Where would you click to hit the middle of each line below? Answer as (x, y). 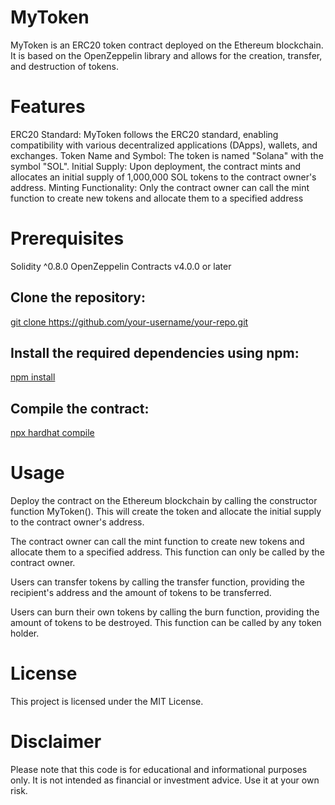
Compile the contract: (80, 408)
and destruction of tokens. (65, 66)
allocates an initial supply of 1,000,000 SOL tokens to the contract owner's (163, 177)
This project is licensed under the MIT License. (107, 702)
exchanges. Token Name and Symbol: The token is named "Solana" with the (167, 155)
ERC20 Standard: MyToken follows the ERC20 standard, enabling (144, 134)
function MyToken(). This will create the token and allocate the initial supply (166, 512)
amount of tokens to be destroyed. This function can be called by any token (166, 623)
